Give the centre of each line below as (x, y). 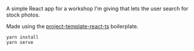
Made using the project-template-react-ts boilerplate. (72, 26)
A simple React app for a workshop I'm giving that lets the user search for (97, 9)
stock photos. (23, 15)
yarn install (23, 37)
